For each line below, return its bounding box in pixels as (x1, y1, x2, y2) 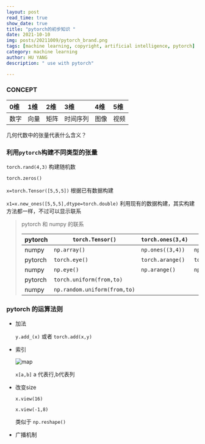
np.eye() (54, 267, 79, 273)
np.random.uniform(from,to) (54, 286, 135, 294)
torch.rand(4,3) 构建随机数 (6, 163, 76, 171)
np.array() (54, 246, 85, 254)
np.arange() (141, 267, 176, 273)
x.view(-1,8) (15, 407, 49, 413)
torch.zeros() (6, 176, 43, 182)
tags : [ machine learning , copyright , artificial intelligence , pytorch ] (6, 43, 195, 50)
